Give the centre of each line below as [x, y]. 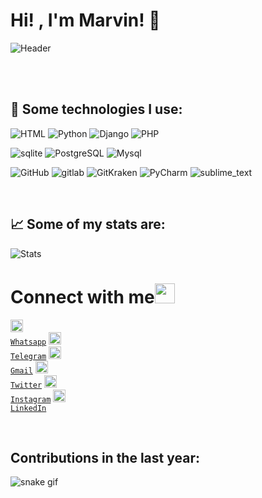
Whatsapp [28, 342]
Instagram [31, 399]
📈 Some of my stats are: [88, 224]
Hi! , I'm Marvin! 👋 [85, 20]
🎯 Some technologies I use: [96, 109]
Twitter [26, 385]
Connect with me [82, 296]
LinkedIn [28, 408]
